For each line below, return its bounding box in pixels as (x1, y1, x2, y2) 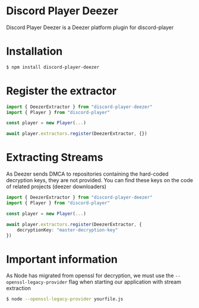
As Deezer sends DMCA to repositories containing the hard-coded (6, 170, 169, 177)
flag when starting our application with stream (68, 278, 182, 285)
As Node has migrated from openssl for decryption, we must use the (6, 272, 174, 280)
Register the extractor (6, 84, 117, 97)
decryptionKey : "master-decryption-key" (17, 227, 118, 233)
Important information (6, 252, 118, 266)
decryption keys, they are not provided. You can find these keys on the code (6, 177, 193, 184)
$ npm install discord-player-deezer (6, 64, 100, 70)
